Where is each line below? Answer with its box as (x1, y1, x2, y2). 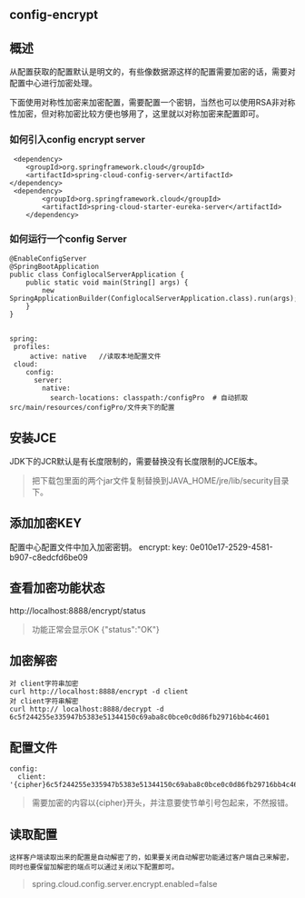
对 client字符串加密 (9, 679, 79, 689)
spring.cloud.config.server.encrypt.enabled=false (31, 879, 218, 890)
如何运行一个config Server (9, 233, 127, 245)
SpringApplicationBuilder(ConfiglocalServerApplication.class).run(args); (9, 294, 299, 303)
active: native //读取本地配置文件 (29, 352, 162, 362)
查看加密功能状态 (9, 581, 105, 596)
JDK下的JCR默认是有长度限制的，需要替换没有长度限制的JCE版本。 (9, 456, 263, 466)
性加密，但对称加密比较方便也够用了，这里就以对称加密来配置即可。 (9, 108, 264, 119)
